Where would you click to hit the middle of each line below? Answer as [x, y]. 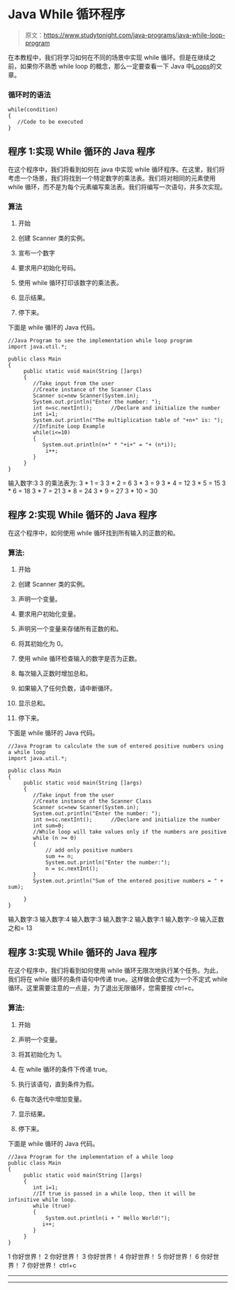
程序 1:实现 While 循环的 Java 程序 [82, 151]
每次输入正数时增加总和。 [55, 673]
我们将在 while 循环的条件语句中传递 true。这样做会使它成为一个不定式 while [118, 979]
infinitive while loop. [43, 1200]
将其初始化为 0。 [42, 644]
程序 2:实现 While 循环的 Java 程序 [83, 515]
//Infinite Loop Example [69, 427]
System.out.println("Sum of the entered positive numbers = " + [128, 881]
